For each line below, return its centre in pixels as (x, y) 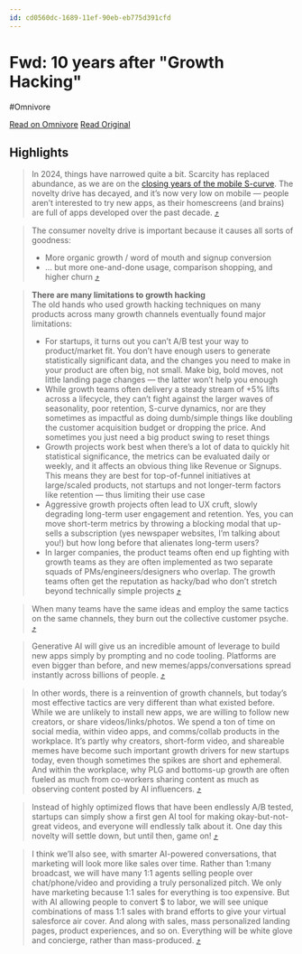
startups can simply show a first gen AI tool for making (133, 817)
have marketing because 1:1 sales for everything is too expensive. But (160, 893)
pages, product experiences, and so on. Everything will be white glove (162, 931)
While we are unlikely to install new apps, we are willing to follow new (160, 712)
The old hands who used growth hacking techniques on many (146, 304)
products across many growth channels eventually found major (148, 314)
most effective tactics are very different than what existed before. (153, 703)
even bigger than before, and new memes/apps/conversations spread (161, 666)
